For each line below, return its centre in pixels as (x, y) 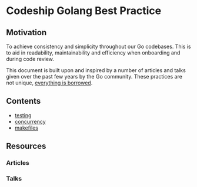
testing (23, 115)
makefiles (26, 128)
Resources (26, 146)
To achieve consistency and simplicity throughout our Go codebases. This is (98, 46)
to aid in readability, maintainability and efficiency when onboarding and (93, 53)
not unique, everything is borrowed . (49, 83)
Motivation (26, 33)
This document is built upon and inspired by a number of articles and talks (96, 70)
